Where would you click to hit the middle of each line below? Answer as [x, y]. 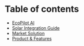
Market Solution [28, 33]
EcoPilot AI [23, 23]
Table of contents [42, 9]
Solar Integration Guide [36, 28]
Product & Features [32, 39]
